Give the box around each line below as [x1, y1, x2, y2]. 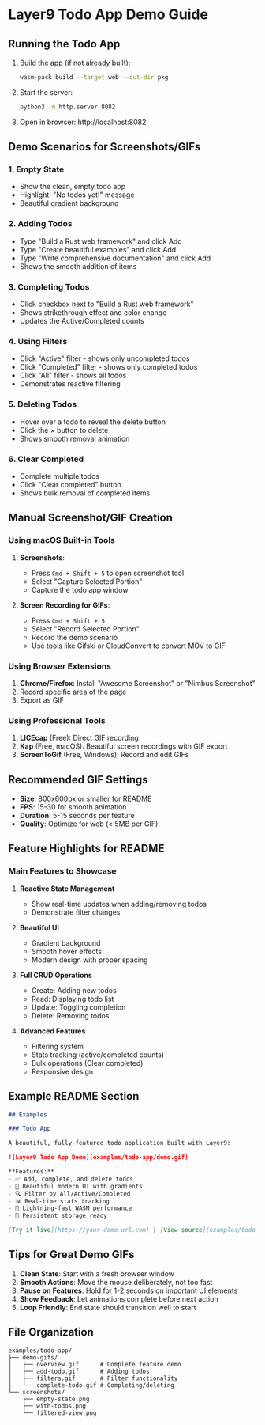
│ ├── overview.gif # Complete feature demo [8, 1360, 181, 1368]
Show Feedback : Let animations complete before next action [19, 1294, 218, 1303]
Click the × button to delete [19, 425, 109, 434]
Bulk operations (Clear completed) [31, 1058, 144, 1067]
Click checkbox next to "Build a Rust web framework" [19, 299, 195, 309]
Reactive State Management [19, 884, 115, 893]
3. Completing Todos [8, 281, 90, 292]
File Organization [8, 1325, 95, 1339]
